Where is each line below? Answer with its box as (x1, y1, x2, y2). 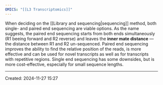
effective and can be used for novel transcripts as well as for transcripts (5, 51, 149, 57)
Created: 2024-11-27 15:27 (5, 75, 58, 81)
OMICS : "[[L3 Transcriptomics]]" (5, 7, 73, 12)
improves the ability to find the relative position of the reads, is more (5, 46, 142, 52)
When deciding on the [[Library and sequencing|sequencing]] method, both (5, 20, 157, 26)
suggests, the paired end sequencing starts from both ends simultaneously (5, 30, 155, 36)
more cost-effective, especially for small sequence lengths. (5, 61, 124, 67)
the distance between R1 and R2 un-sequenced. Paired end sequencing (5, 41, 148, 46)
